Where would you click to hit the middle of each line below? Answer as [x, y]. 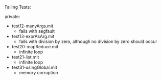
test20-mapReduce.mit [35, 47]
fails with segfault [37, 31]
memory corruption [38, 72]
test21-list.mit [25, 57]
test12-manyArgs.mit [33, 26]
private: [12, 16]
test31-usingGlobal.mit [34, 67]
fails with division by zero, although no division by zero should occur [88, 41]
